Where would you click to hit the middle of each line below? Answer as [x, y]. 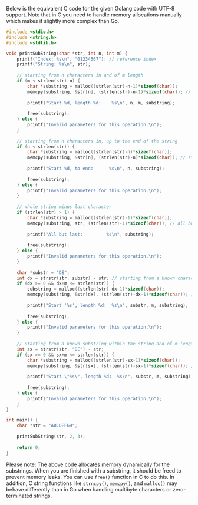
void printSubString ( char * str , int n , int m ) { [67, 53]
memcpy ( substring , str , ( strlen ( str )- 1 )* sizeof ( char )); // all [106, 223]
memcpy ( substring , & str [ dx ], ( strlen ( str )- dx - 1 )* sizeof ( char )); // [112, 295]
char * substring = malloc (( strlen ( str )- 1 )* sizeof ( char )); [100, 217]
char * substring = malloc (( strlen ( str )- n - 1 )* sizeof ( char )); [103, 86]
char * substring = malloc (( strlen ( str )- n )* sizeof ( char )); [100, 152]
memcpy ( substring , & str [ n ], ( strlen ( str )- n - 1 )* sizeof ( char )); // [109, 92]
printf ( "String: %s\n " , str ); [54, 64]
